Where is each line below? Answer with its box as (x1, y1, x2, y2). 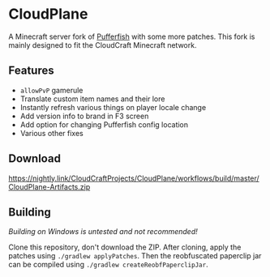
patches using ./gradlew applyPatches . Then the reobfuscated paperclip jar (8, 251, 262, 261)
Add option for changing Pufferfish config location (19, 119, 189, 130)
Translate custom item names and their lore (19, 94, 165, 104)
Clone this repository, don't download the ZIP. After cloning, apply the (8, 242, 242, 252)
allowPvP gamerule (19, 85, 84, 95)
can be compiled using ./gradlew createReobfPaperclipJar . (8, 260, 208, 270)
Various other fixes (19, 128, 84, 138)
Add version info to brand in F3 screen (19, 111, 149, 121)
